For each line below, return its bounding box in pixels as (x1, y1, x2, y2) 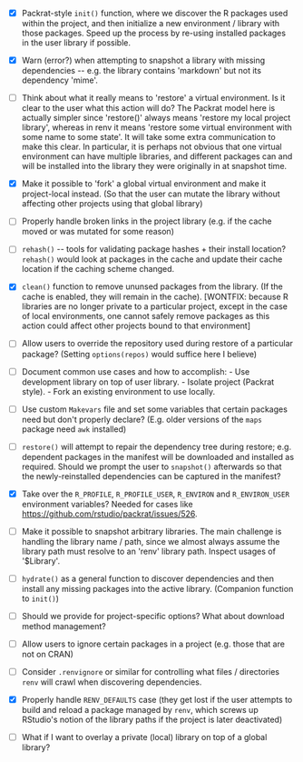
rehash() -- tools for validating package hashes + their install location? (21, 244, 287, 255)
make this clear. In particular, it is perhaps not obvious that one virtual (21, 141, 282, 153)
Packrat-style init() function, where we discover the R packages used (21, 8, 288, 18)
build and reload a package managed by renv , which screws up (21, 705, 259, 716)
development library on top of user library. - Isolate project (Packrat (21, 376, 275, 387)
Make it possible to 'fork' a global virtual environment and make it (21, 178, 267, 189)
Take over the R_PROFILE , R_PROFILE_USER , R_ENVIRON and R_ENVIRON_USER (21, 488, 290, 499)
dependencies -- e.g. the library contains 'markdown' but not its (21, 65, 262, 76)
